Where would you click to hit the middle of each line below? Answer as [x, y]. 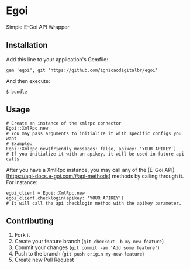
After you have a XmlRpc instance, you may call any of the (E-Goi [85, 170]
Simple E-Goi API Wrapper [38, 27]
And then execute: [28, 81]
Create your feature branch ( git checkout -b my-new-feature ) [89, 242]
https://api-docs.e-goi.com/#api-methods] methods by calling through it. [96, 176]
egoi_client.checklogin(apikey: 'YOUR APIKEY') [65, 198]
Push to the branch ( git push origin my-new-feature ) [79, 254]
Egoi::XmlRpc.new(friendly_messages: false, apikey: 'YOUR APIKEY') [91, 149]
